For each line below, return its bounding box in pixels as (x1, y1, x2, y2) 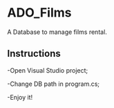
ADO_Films (7, 5, 72, 21)
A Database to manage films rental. (7, 28, 107, 36)
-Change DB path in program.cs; (7, 80, 100, 88)
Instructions (7, 48, 61, 60)
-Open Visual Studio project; (7, 66, 88, 74)
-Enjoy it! (7, 93, 33, 101)
